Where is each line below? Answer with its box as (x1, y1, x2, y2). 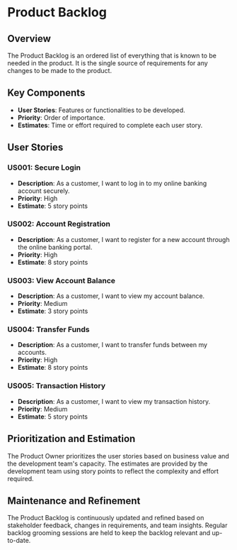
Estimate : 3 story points (17, 307, 88, 316)
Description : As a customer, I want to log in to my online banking (17, 179, 207, 187)
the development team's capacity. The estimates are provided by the (7, 459, 208, 468)
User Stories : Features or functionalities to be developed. (17, 106, 185, 114)
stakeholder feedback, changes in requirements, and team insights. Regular (7, 521, 228, 529)
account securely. (17, 186, 70, 195)
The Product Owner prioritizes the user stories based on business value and (7, 451, 230, 460)
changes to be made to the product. (7, 67, 112, 75)
